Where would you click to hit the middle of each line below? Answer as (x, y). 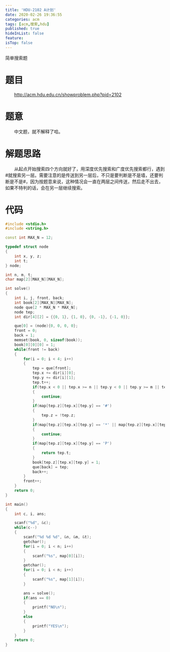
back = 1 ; (25, 335)
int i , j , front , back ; (39, 298)
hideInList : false (25, 33)
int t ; (21, 261)
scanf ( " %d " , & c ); (33, 523)
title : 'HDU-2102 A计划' (31, 10)
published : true (22, 29)
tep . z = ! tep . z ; (58, 415)
